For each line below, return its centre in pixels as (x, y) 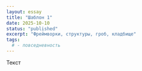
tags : (13, 40)
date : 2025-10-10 (28, 23)
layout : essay (24, 12)
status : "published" (32, 29)
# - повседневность (36, 46)
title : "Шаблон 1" (29, 17)
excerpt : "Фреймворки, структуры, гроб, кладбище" (71, 34)
